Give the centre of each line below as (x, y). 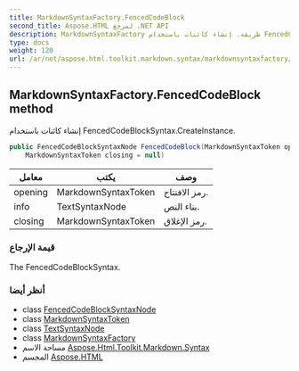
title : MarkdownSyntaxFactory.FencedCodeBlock (97, 17)
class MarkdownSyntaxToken (76, 319)
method (31, 109)
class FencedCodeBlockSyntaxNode (89, 309)
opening (31, 192)
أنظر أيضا (27, 290)
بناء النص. (182, 206)
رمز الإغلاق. (185, 221)
